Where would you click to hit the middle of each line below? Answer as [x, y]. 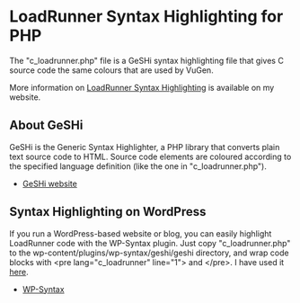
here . [19, 272]
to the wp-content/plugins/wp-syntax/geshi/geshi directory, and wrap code [149, 253]
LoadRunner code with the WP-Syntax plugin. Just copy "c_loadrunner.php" [150, 243]
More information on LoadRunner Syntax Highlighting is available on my [142, 87]
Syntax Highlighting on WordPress [108, 212]
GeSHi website [50, 183]
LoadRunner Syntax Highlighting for [146, 17]
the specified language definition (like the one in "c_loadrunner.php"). [138, 166]
